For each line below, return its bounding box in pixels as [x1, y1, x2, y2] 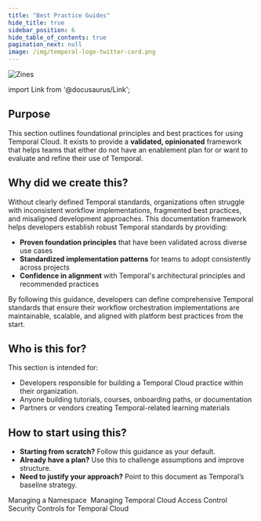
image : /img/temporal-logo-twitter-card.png [8, 48, 156, 56]
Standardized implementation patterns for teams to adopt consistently [19, 254, 251, 263]
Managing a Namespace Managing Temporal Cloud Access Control [8, 496, 227, 505]
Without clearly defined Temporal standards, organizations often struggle [8, 197, 245, 207]
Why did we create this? [8, 176, 129, 189]
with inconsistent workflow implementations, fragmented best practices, [8, 205, 242, 215]
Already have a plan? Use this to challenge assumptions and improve [19, 455, 245, 464]
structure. [19, 464, 52, 473]
